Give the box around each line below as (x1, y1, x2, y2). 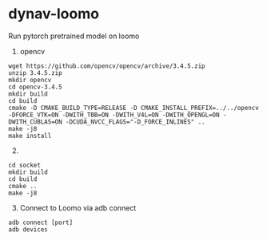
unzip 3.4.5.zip (8, 69, 62, 77)
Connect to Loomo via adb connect (19, 203, 137, 212)
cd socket (8, 161, 42, 169)
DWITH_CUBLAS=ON (8, 117, 62, 126)
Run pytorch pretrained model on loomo (8, 31, 140, 41)
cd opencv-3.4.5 (8, 83, 62, 91)
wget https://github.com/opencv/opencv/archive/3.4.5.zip (8, 61, 205, 70)
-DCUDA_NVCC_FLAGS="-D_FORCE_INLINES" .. (65, 117, 205, 126)
